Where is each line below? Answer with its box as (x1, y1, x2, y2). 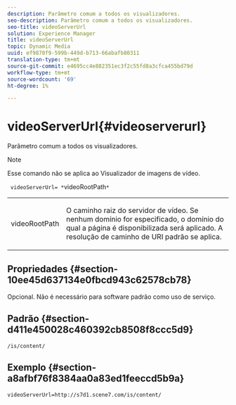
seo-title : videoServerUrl (7, 23, 86, 30)
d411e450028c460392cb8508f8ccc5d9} (7, 324, 194, 336)
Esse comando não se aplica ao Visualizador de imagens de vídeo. (7, 169, 201, 178)
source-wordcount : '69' (7, 75, 77, 83)
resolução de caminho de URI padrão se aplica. (65, 232, 223, 242)
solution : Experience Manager (7, 30, 96, 37)
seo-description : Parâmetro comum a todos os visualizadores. (7, 17, 193, 24)
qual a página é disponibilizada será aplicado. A (65, 223, 223, 233)
